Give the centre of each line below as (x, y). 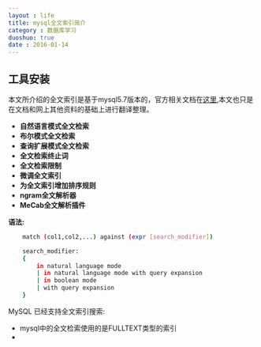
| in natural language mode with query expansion (119, 273)
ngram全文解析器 (48, 195)
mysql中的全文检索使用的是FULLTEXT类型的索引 (98, 328)
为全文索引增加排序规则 (58, 185)
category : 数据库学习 (43, 30)
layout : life (32, 15)
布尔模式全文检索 (47, 136)
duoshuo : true (32, 38)
